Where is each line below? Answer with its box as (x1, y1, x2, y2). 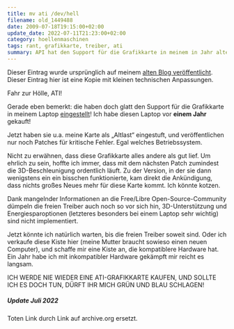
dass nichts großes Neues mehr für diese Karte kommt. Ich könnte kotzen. (7, 181, 221, 189)
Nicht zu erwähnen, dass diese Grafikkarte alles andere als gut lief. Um (7, 151, 211, 160)
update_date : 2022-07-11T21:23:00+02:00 (7, 29, 127, 37)
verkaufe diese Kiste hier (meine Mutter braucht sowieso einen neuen (7, 237, 208, 246)
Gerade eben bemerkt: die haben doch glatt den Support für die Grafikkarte (7, 102, 224, 111)
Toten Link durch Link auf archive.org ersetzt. (7, 314, 138, 322)
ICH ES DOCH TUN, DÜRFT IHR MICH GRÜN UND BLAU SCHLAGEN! (7, 280, 205, 289)
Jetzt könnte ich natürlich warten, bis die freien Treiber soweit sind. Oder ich (7, 230, 227, 239)
